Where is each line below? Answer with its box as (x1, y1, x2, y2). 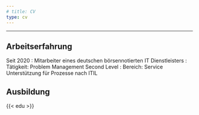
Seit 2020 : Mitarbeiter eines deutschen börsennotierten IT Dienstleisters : (6, 57, 187, 64)
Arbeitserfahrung (6, 41, 72, 51)
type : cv (6, 14, 28, 20)
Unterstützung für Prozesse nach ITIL (6, 70, 98, 77)
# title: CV (6, 8, 36, 15)
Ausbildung (6, 87, 50, 97)
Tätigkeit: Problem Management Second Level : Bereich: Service (6, 63, 163, 71)
